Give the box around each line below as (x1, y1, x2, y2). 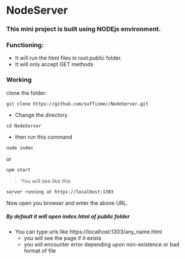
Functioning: (6, 41, 44, 50)
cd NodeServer (6, 123, 42, 129)
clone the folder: (6, 89, 47, 96)
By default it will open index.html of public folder (6, 213, 130, 220)
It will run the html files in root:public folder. (14, 54, 122, 61)
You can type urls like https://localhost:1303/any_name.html (14, 228, 163, 235)
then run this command (14, 133, 72, 140)
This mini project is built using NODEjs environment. (6, 25, 161, 33)
